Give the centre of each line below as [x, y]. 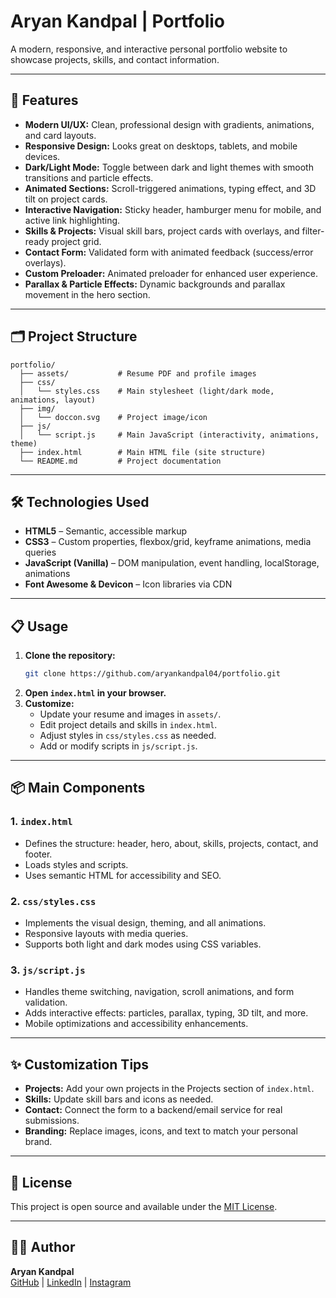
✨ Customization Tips [80, 1064]
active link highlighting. [72, 220]
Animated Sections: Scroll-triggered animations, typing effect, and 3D [170, 188]
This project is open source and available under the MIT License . [144, 1206]
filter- [313, 231]
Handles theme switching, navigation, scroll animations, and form [159, 992]
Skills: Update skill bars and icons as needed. [119, 1099]
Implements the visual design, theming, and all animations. [145, 923]
